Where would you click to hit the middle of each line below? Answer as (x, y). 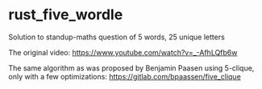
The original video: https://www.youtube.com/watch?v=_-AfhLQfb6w (123, 52)
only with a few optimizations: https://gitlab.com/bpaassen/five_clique (125, 76)
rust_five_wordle (66, 15)
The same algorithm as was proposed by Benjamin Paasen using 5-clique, (131, 68)
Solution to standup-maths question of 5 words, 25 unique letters (117, 37)
